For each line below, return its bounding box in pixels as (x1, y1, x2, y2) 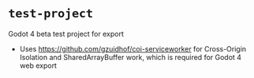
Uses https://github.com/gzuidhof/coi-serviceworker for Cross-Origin (19, 44, 247, 53)
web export (19, 61, 58, 70)
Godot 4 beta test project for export (8, 29, 124, 38)
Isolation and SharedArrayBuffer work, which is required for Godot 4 (19, 52, 242, 62)
